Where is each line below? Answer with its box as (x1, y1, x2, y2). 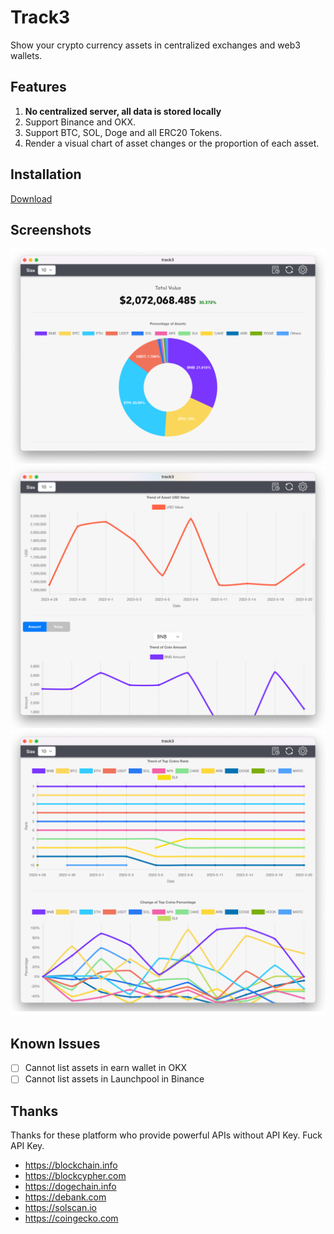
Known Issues (10, 1035, 101, 1052)
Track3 (10, 6, 71, 29)
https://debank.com (24, 1191, 107, 1203)
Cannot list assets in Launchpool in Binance (24, 1073, 205, 1085)
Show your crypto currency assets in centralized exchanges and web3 (10, 39, 301, 51)
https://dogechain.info (24, 1181, 117, 1193)
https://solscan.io (24, 1202, 97, 1214)
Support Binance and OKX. (24, 116, 136, 128)
